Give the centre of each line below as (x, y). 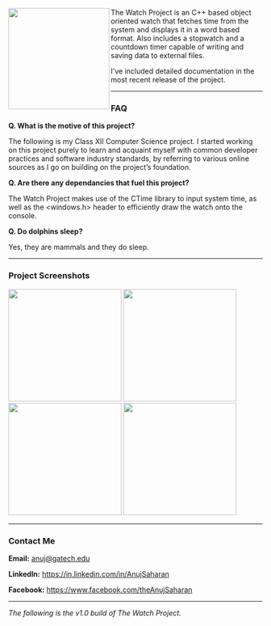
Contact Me (32, 540)
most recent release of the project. (168, 80)
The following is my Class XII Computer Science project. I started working (131, 142)
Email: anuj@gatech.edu (49, 558)
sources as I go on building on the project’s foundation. (100, 167)
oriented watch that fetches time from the (180, 21)
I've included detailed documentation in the (183, 71)
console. (23, 216)
